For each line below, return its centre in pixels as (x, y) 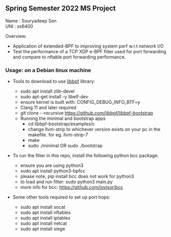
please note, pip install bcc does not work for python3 (77, 177)
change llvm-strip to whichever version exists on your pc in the (94, 130)
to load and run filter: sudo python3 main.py (67, 182)
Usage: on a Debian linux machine (48, 70)
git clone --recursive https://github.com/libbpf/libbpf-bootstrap (87, 113)
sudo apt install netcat (44, 223)
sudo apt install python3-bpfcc (53, 171)
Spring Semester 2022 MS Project (60, 8)
